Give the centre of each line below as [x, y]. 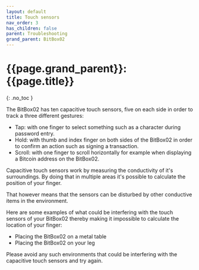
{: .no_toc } [20, 98]
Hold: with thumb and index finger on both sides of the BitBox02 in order [104, 140]
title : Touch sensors [33, 17]
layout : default [26, 12]
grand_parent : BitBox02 [36, 39]
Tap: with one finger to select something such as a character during [98, 127]
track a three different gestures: [45, 115]
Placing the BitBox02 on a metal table [61, 236]
